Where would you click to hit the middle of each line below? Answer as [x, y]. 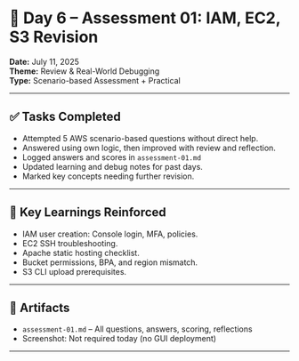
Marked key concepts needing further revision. [108, 176]
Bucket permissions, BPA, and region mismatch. [110, 262]
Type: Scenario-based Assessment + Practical [95, 80]
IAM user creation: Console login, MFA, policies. [110, 234]
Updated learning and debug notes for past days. [112, 166]
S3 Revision [54, 37]
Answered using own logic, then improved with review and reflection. [149, 148]
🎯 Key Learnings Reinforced [88, 213]
